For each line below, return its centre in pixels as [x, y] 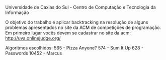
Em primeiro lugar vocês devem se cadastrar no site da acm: [68, 33]
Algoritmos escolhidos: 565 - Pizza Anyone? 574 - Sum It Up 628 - [74, 48]
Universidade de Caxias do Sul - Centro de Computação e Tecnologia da [80, 7]
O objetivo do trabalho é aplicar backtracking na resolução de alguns [77, 22]
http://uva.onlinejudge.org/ [33, 38]
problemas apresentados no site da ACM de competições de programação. [83, 27]
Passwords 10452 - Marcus [34, 53]
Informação [17, 12]
